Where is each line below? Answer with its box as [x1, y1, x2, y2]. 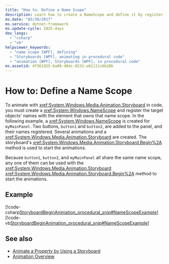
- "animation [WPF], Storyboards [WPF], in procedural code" [10, 59, 141, 64]
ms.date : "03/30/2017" [5, 17, 53, 22]
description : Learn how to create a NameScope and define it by [5, 12, 143, 17]
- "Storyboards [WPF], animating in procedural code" [10, 54, 125, 59]
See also [5, 235, 33, 243]
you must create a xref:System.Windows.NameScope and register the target [5, 107, 163, 113]
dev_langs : [5, 31, 28, 36]
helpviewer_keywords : [5, 45, 51, 50]
